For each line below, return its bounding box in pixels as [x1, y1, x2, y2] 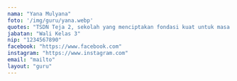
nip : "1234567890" [7, 37, 62, 44]
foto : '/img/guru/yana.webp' [7, 17, 94, 24]
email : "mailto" [7, 56, 55, 63]
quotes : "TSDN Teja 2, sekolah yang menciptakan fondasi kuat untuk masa [7, 23, 231, 30]
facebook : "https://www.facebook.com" [7, 43, 122, 50]
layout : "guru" [7, 63, 53, 70]
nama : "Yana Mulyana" [7, 10, 72, 18]
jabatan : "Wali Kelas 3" [7, 30, 81, 37]
